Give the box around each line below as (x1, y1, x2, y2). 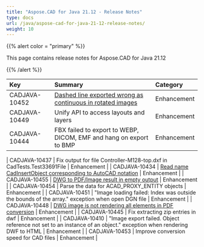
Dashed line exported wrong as (54, 91, 144, 99)
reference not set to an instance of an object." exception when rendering (6, 221, 188, 229)
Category (155, 80, 183, 89)
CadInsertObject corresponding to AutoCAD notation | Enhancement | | (6, 170, 184, 177)
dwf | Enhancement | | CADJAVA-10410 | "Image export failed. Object (6, 215, 180, 222)
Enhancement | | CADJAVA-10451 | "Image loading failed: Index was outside (6, 189, 196, 197)
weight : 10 (6, 26, 34, 32)
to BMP (54, 141, 75, 150)
